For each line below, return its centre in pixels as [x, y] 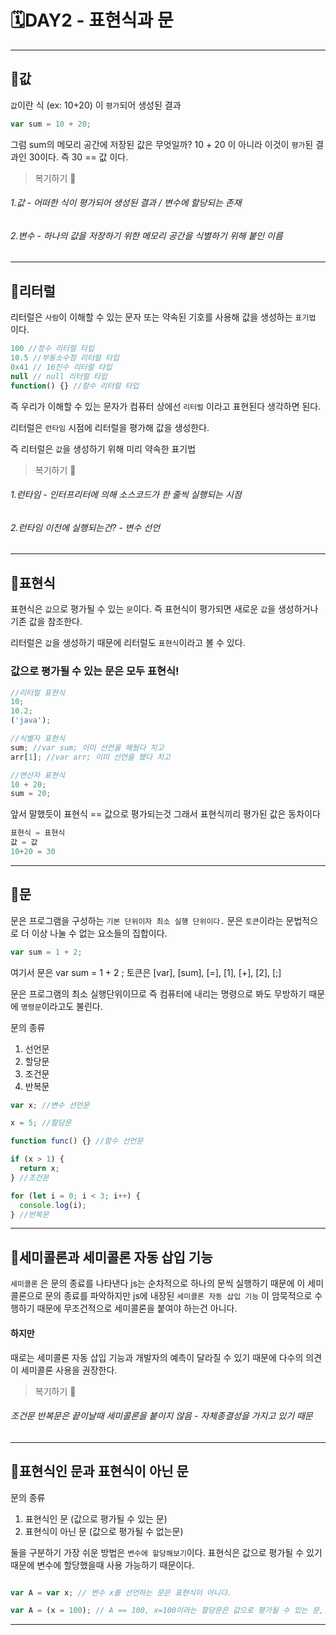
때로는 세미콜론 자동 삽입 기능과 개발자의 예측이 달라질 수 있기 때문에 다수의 [157, 1357]
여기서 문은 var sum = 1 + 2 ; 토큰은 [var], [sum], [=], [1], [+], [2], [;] [146, 972]
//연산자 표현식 [38, 775]
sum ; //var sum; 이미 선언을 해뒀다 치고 [87, 747]
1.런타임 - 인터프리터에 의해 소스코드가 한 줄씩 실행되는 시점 [126, 495]
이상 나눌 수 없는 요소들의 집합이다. [99, 933]
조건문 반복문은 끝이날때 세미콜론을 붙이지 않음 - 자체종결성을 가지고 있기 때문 [161, 1416]
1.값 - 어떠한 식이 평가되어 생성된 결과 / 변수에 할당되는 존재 [126, 203]
